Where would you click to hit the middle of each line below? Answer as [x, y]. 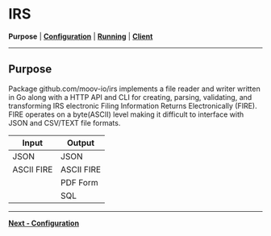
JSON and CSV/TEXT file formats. [65, 122]
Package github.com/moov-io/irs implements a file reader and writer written [134, 89]
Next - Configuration [44, 223]
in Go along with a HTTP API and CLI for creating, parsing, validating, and [130, 97]
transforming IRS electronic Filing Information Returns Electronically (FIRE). [133, 106]
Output [81, 143]
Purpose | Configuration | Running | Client [81, 36]
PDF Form [79, 182]
